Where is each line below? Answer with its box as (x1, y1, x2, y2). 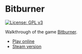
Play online (12, 38, 35, 44)
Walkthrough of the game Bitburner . (5, 29, 78, 35)
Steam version (12, 43, 42, 49)
